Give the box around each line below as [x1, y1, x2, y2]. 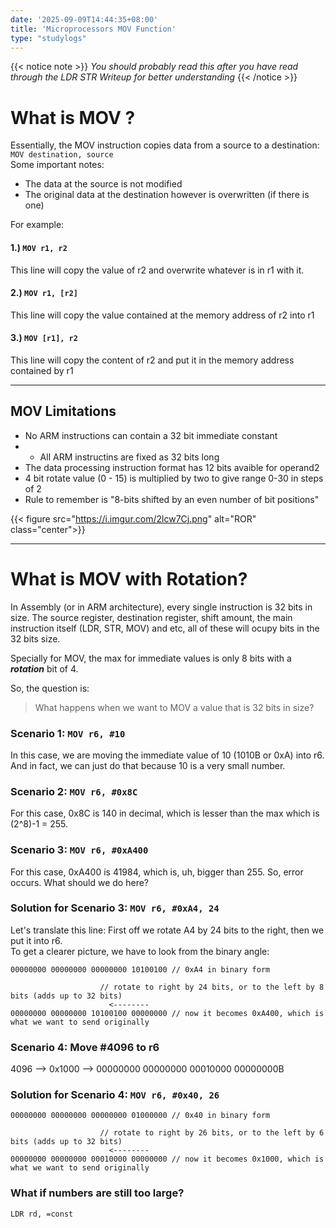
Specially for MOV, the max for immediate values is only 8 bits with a [10, 652, 292, 664]
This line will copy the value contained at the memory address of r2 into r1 [10, 309, 315, 321]
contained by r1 [10, 364, 74, 376]
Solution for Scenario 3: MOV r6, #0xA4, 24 [10, 901, 220, 915]
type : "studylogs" [10, 33, 87, 43]
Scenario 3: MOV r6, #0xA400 [10, 843, 149, 857]
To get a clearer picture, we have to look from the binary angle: [10, 945, 270, 957]
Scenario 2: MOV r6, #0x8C [10, 784, 138, 798]
